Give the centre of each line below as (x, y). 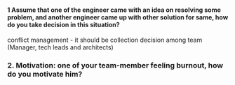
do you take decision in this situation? (64, 24)
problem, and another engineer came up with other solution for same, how (118, 17)
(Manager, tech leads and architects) (60, 47)
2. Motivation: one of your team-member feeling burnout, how (115, 65)
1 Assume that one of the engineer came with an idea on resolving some (114, 10)
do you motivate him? (45, 75)
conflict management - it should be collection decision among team (105, 40)
